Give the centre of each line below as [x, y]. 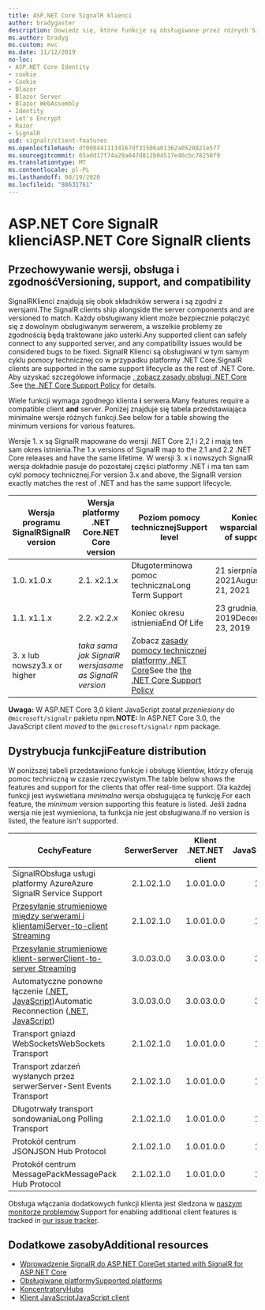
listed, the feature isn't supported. [63, 820]
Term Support [157, 595]
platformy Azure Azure [53, 883]
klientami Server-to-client [60, 926]
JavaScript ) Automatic [52, 1001]
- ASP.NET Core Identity [49, 67]
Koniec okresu [158, 612]
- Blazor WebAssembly [44, 104]
